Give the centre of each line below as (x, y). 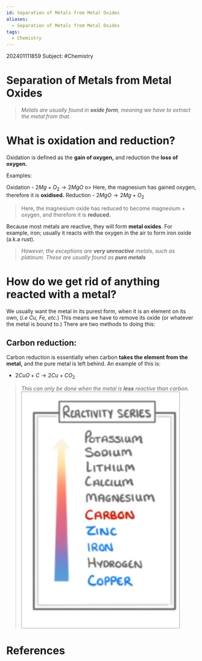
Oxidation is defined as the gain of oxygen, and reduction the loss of (92, 157)
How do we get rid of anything (83, 281)
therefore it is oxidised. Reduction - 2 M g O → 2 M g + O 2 (75, 196)
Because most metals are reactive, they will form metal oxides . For (90, 226)
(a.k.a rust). (21, 239)
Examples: (19, 176)
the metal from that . (46, 116)
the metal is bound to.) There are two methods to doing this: (81, 324)
